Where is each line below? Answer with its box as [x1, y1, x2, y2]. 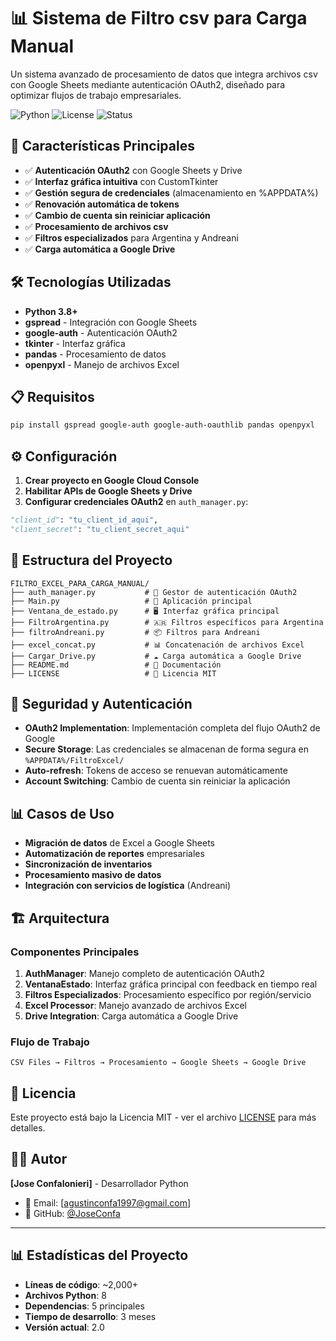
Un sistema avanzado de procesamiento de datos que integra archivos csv [10, 68, 318, 80]
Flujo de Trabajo [10, 1035, 90, 1049]
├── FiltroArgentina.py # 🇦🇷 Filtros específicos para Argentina [10, 617, 324, 627]
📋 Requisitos [10, 388, 95, 405]
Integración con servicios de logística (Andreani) [24, 880, 232, 892]
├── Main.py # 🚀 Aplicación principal [10, 596, 253, 606]
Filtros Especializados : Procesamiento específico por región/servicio [24, 988, 312, 1000]
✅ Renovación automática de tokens [24, 198, 180, 210]
